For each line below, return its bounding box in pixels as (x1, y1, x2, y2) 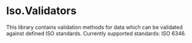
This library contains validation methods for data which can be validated (6, 24, 183, 31)
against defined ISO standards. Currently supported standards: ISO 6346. (6, 29, 186, 37)
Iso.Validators (6, 4, 77, 18)
